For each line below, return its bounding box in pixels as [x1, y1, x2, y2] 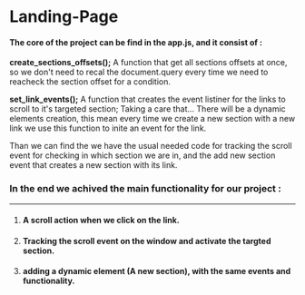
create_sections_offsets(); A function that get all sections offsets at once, [9, 57, 288, 68]
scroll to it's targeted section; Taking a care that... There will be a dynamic [9, 103, 286, 114]
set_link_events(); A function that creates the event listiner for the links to [9, 93, 286, 105]
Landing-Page [9, 6, 119, 27]
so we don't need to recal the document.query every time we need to [9, 66, 269, 78]
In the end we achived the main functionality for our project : [9, 182, 281, 195]
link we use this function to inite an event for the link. [9, 123, 207, 133]
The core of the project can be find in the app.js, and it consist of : [9, 36, 263, 47]
